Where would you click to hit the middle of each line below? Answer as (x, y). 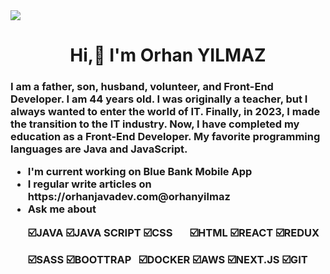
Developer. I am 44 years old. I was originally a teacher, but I (159, 99)
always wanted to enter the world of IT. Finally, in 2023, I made (165, 112)
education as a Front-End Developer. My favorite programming (165, 137)
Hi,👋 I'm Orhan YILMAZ (168, 55)
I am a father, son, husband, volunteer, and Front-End (142, 87)
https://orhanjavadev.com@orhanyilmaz (129, 197)
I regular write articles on (89, 184)
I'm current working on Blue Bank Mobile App (140, 172)
